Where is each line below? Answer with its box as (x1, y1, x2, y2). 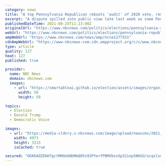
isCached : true (14, 145, 45, 150)
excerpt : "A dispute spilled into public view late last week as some (5, 16, 154, 21)
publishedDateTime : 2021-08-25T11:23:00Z (5, 21, 92, 26)
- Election (9, 108, 32, 113)
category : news (5, 7, 37, 12)
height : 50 (18, 95, 41, 100)
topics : (5, 104, 21, 109)
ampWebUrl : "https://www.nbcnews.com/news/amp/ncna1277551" (5, 35, 132, 40)
